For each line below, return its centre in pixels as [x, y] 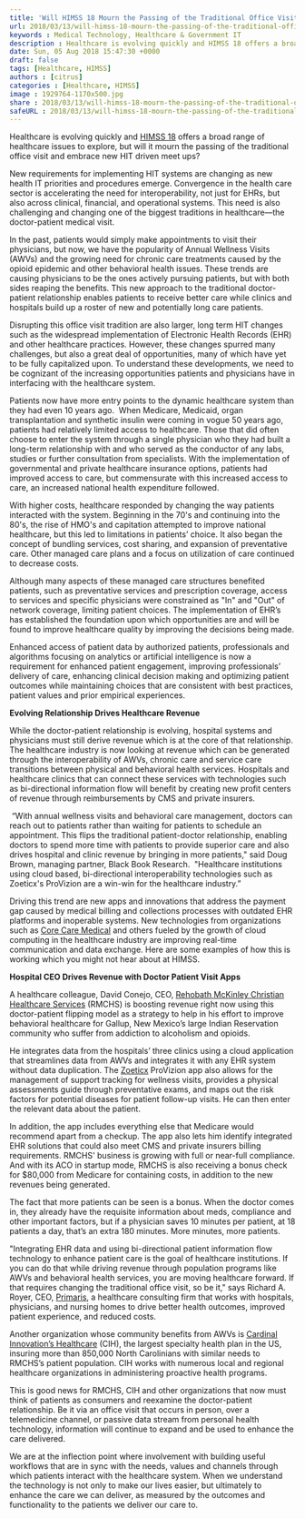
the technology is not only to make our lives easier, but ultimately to [136, 1485]
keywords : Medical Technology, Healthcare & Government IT [126, 35]
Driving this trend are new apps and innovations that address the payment [148, 901]
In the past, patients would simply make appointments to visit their [133, 240]
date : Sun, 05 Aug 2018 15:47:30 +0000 [85, 52]
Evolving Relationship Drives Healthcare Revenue [105, 713]
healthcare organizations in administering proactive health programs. [138, 1373]
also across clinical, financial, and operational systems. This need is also [145, 203]
